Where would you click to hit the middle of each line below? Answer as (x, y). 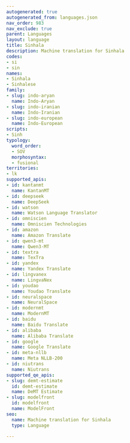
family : (16, 90)
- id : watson (22, 207)
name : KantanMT (31, 191)
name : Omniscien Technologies (49, 224)
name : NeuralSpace (35, 302)
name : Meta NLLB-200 (37, 358)
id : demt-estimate (35, 386)
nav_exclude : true (29, 29)
